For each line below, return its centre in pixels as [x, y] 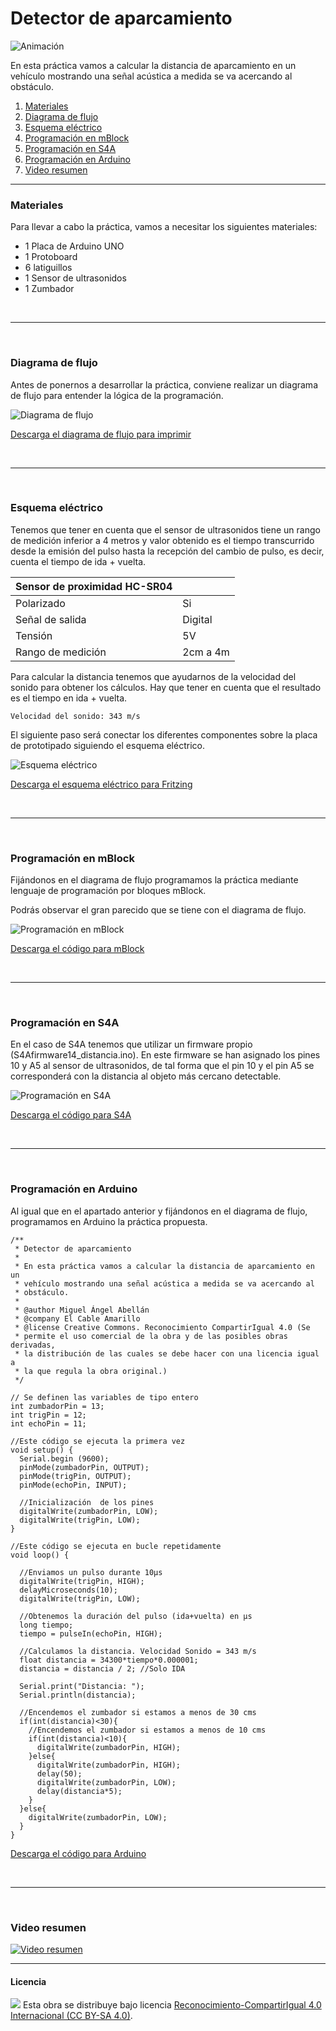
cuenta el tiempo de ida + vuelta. [78, 561]
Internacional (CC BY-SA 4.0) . [71, 2016]
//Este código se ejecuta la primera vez [98, 1441]
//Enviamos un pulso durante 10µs [91, 1572]
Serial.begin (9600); [64, 1458]
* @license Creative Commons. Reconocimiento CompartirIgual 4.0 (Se [162, 1327]
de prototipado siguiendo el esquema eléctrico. [107, 745]
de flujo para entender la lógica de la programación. [117, 395]
